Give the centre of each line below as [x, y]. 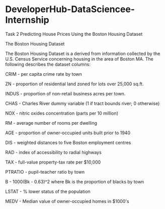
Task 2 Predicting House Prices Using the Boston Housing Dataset [74, 34]
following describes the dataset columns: [48, 64]
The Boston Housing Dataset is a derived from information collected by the [83, 54]
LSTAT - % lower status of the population [48, 191]
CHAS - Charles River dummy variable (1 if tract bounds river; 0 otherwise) [82, 103]
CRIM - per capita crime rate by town [44, 74]
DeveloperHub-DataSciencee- [70, 9]
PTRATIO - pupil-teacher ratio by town [45, 172]
